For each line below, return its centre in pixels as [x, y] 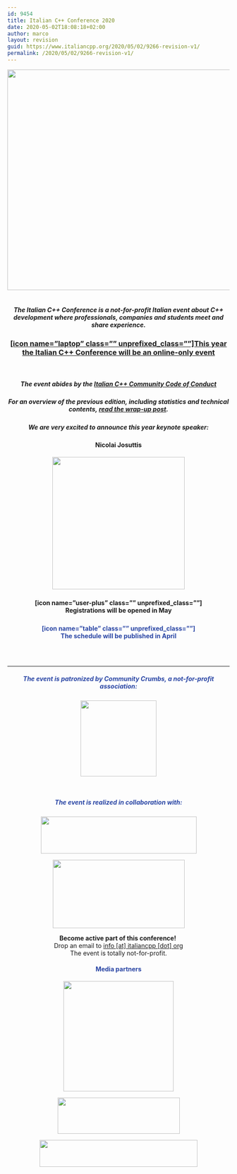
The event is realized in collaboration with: [119, 803]
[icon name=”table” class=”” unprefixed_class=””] [119, 628]
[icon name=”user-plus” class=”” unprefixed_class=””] [119, 603]
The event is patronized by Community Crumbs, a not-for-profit [119, 679]
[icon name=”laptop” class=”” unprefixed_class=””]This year [119, 343]
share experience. [119, 325]
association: [119, 686]
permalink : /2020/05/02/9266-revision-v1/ [71, 54]
